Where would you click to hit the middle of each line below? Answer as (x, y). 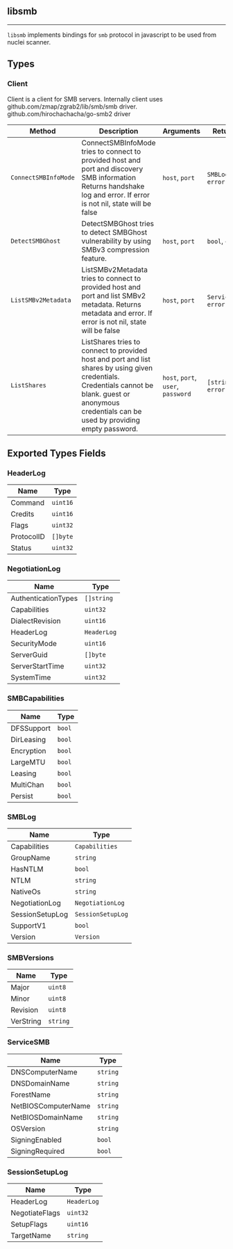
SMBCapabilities (36, 698)
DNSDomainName (40, 1083)
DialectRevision (36, 621)
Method (43, 131)
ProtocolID (28, 537)
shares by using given (117, 368)
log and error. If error (116, 195)
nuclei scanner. (29, 42)
